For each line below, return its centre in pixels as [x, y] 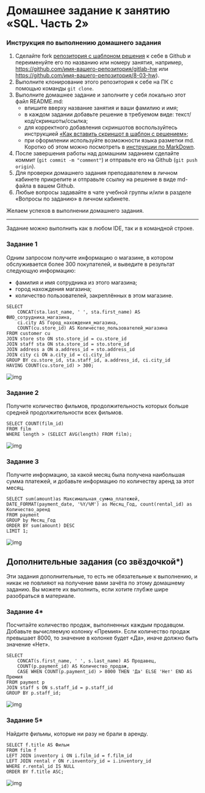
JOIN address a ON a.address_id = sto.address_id [71, 349]
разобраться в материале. [41, 596]
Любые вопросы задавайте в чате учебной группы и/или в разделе [103, 193]
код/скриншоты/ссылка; [56, 121]
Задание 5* [25, 720]
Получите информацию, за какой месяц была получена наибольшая [95, 475]
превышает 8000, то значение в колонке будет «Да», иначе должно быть [102, 638]
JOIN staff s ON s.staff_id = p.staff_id [60, 688]
